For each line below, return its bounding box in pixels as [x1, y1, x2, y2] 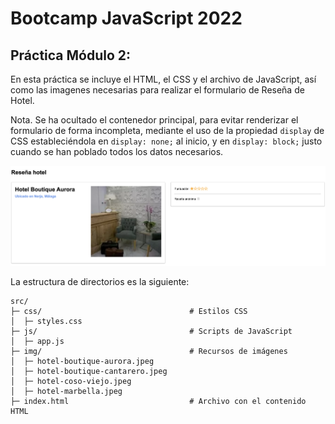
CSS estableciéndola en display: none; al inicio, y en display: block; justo [10, 135, 323, 147]
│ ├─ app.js [10, 336, 65, 346]
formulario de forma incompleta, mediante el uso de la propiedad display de [10, 125, 325, 136]
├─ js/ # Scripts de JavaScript [10, 326, 293, 336]
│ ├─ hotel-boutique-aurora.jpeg [10, 356, 155, 366]
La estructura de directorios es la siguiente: [10, 275, 190, 287]
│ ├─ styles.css [10, 316, 83, 326]
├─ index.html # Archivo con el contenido [10, 396, 307, 406]
